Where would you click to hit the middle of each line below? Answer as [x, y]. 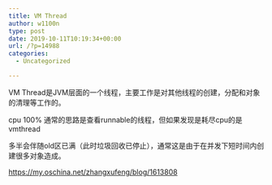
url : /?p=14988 [34, 46]
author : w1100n [34, 24]
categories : [28, 54]
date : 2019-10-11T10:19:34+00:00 [65, 39]
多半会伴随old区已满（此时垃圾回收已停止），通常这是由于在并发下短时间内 [133, 145]
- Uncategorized [43, 62]
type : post [27, 31]
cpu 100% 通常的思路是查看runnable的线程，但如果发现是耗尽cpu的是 [125, 119]
